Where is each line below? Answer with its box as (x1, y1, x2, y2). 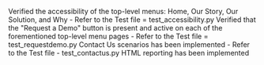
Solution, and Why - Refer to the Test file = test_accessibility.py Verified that (8, 15, 257, 24)
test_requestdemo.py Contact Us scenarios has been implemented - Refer (8, 40, 251, 49)
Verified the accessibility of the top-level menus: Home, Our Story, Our (8, 7, 239, 16)
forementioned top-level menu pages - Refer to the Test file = (8, 31, 209, 41)
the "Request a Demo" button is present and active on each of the (8, 23, 223, 32)
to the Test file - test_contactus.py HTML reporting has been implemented (8, 49, 250, 57)
